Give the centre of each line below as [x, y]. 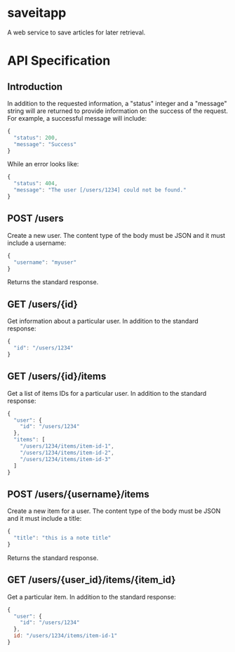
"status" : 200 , [36, 138]
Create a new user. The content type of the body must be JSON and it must [116, 235]
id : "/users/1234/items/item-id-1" [66, 636]
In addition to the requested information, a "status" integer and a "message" [117, 103]
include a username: [37, 243]
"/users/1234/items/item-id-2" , [67, 453]
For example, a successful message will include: [77, 118]
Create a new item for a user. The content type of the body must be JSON [114, 511]
